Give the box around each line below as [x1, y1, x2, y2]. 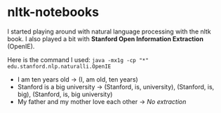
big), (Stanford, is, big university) [17, 90, 113, 98]
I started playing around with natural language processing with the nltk [7, 27, 212, 36]
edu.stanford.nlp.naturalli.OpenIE [7, 63, 112, 70]
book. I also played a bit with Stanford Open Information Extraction [7, 34, 203, 43]
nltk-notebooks [7, 4, 100, 20]
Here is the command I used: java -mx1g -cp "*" [7, 55, 149, 63]
